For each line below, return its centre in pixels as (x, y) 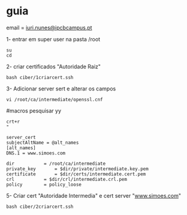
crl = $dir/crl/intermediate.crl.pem (67, 179)
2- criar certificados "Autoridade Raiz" (53, 66)
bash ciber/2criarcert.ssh (40, 207)
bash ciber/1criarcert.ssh (40, 77)
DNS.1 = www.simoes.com (36, 153)
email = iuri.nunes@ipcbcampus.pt (49, 28)
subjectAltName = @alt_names (43, 143)
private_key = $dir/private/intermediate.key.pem (77, 169)
